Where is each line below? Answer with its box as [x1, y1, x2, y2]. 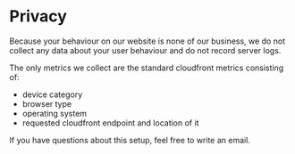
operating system [21, 108, 88, 118]
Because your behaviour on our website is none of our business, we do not [9, 36, 286, 46]
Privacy [9, 6, 67, 27]
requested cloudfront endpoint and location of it [21, 118, 199, 128]
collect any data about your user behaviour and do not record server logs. [9, 45, 282, 55]
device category [21, 89, 83, 100]
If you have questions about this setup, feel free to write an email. [9, 134, 250, 145]
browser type [21, 98, 72, 109]
